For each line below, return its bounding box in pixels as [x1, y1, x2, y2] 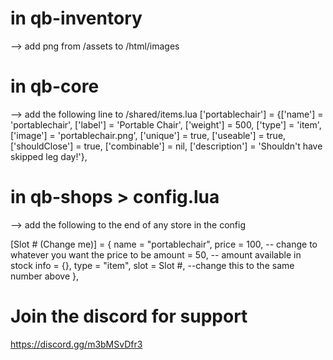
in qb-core [10, 75, 100, 98]
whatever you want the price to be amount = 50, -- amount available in [10, 248, 302, 261]
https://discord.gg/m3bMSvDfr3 [10, 338, 143, 350]
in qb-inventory [10, 7, 143, 30]
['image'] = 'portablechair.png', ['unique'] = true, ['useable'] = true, [10, 129, 287, 141]
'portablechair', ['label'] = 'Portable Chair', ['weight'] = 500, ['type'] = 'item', [10, 118, 322, 131]
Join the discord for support [10, 305, 248, 327]
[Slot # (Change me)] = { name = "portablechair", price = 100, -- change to [10, 238, 318, 250]
